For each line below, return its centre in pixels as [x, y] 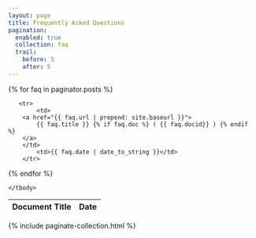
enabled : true [38, 37]
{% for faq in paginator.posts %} [61, 89]
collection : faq [42, 45]
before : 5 [39, 60]
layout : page [30, 15]
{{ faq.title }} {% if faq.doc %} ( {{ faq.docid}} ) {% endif [142, 124]
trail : [26, 52]
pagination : [28, 30]
